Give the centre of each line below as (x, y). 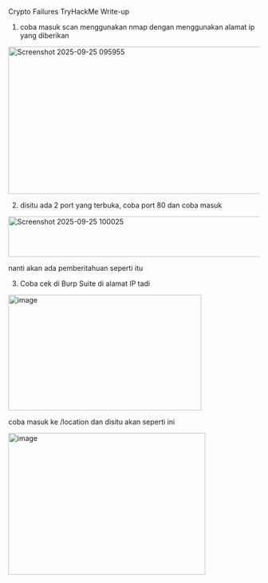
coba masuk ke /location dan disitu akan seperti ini (92, 422)
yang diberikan (44, 36)
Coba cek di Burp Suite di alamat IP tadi (85, 284)
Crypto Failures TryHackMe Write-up (69, 12)
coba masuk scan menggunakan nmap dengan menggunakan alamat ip (137, 27)
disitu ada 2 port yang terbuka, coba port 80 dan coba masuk (121, 205)
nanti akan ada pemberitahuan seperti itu (76, 268)
